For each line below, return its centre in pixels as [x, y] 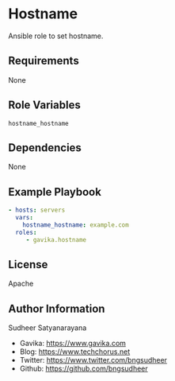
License [28, 264]
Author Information [57, 308]
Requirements [44, 61]
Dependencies [45, 148]
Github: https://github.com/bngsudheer [84, 369]
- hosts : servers [37, 210]
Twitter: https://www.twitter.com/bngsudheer [93, 360]
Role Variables [44, 105]
